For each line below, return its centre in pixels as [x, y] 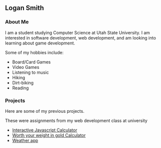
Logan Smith [25, 8]
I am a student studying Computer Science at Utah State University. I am [78, 32]
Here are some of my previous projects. [45, 111]
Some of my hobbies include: [34, 52]
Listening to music [30, 72]
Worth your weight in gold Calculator [49, 135]
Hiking [18, 77]
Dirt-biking [23, 83]
